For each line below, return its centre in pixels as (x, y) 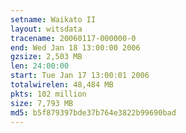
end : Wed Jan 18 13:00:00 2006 (75, 47)
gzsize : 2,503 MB (46, 57)
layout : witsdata (46, 29)
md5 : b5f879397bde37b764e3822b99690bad (93, 112)
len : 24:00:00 (40, 66)
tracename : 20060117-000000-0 (73, 38)
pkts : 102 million (48, 94)
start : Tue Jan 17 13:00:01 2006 (80, 76)
